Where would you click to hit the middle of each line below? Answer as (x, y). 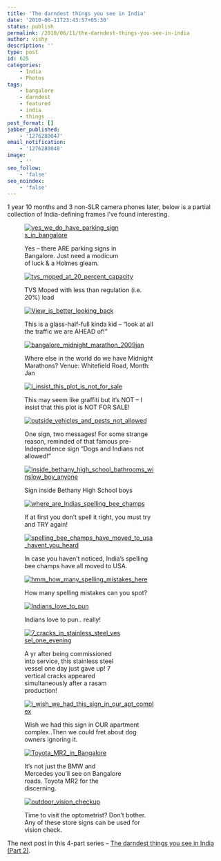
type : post (23, 53)
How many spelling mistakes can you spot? (86, 593)
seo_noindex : (26, 181)
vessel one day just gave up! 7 (68, 669)
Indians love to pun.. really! (63, 619)
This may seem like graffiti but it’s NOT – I (84, 400)
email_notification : (37, 143)
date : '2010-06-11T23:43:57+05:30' (58, 20)
